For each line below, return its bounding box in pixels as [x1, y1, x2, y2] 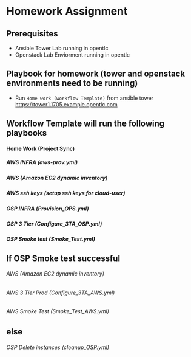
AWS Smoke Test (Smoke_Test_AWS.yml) [6, 308, 109, 315]
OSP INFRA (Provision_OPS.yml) [6, 205, 89, 212]
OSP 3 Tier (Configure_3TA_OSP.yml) [6, 220, 102, 227]
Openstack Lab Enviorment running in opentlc [15, 51, 130, 58]
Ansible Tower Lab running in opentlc [15, 44, 109, 52]
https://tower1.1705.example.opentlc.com [15, 100, 118, 108]
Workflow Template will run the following [6, 119, 165, 129]
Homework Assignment [6, 4, 128, 18]
